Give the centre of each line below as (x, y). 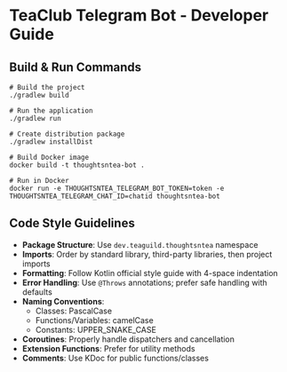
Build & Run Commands (76, 67)
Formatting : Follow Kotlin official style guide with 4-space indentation (150, 273)
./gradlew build (39, 95)
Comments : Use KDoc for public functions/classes (115, 358)
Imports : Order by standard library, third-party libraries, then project (147, 254)
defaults (37, 292)
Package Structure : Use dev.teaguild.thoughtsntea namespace (140, 244)
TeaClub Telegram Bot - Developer (139, 16)
